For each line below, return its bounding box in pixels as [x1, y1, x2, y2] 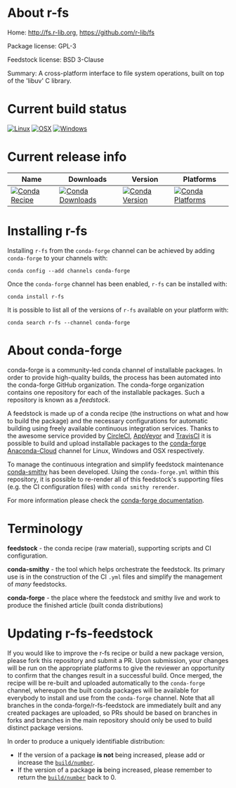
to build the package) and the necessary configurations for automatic [7, 416, 209, 425]
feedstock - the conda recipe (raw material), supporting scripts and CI [7, 544, 212, 552]
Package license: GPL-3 [7, 41, 77, 50]
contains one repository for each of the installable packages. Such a [7, 388, 205, 396]
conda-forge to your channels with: [7, 254, 108, 262]
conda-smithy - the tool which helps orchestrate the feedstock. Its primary [7, 565, 225, 573]
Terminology [7, 520, 83, 537]
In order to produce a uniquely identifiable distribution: [7, 737, 165, 745]
